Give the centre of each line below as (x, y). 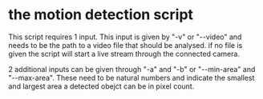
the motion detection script (101, 15)
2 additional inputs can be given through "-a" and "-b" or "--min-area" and (132, 69)
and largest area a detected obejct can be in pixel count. (101, 86)
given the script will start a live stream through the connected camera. (124, 53)
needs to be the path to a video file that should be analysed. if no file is (125, 45)
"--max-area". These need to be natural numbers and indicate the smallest (131, 77)
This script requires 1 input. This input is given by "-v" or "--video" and (125, 37)
